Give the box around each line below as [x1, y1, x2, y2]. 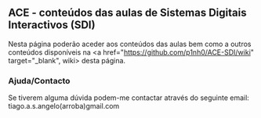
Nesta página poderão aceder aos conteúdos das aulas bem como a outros [8, 39, 252, 48]
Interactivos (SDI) [8, 19, 96, 32]
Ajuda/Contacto [8, 75, 71, 86]
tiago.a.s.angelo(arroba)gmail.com [8, 102, 120, 111]
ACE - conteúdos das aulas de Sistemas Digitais [8, 6, 247, 20]
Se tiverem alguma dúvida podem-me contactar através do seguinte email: [8, 93, 249, 102]
